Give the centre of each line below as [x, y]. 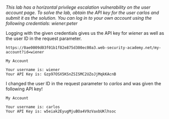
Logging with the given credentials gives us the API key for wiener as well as [85, 33]
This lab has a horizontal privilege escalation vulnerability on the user [78, 7]
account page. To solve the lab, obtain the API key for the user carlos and [82, 13]
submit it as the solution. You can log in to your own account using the [79, 18]
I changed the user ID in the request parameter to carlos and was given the [83, 83]
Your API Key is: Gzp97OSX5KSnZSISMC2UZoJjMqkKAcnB [61, 74]
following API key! [24, 89]
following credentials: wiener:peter [42, 23]
